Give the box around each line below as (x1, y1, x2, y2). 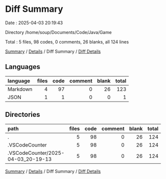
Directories (5, 110, 41, 119)
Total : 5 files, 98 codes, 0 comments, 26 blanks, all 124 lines (5, 38, 129, 45)
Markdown (7, 85, 33, 92)
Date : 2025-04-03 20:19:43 (5, 20, 63, 26)
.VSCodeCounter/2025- (7, 149, 65, 156)
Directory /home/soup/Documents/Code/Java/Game (5, 29, 112, 35)
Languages (5, 63, 41, 71)
